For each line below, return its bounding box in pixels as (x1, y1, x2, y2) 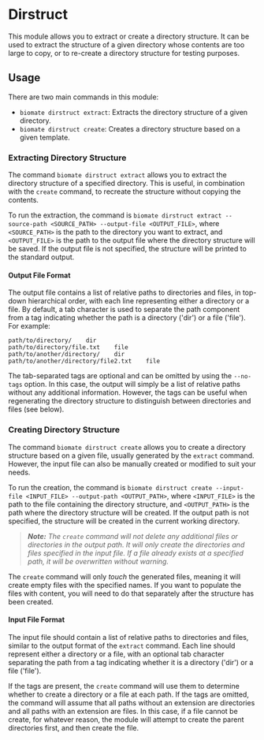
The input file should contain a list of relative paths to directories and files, (8, 632, 249, 641)
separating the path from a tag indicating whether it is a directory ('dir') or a (8, 657, 254, 667)
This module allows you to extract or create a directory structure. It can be (8, 32, 250, 41)
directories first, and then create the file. (8, 723, 139, 732)
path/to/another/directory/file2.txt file (8, 357, 160, 366)
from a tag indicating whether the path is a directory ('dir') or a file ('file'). (8, 313, 246, 322)
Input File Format (8, 615, 65, 624)
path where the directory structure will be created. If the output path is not (8, 508, 250, 517)
